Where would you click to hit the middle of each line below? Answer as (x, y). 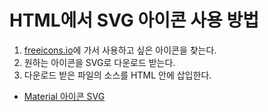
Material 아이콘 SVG (64, 96)
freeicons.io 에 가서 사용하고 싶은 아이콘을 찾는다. (120, 50)
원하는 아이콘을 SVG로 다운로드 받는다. (99, 62)
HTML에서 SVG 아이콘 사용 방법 (134, 20)
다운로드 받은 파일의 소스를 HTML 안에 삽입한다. (117, 75)
